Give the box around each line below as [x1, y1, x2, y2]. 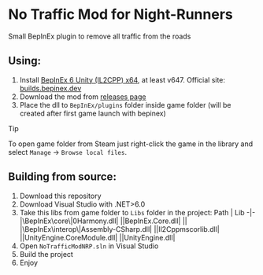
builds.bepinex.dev [19, 83, 82, 93]
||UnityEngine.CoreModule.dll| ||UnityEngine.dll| [19, 233, 176, 242]
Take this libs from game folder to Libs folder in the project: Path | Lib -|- [19, 207, 256, 217]
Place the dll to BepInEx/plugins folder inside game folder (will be [19, 100, 232, 109]
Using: [8, 54, 42, 68]
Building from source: [8, 170, 117, 184]
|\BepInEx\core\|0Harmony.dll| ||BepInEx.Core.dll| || [19, 216, 187, 225]
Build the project [19, 249, 73, 258]
